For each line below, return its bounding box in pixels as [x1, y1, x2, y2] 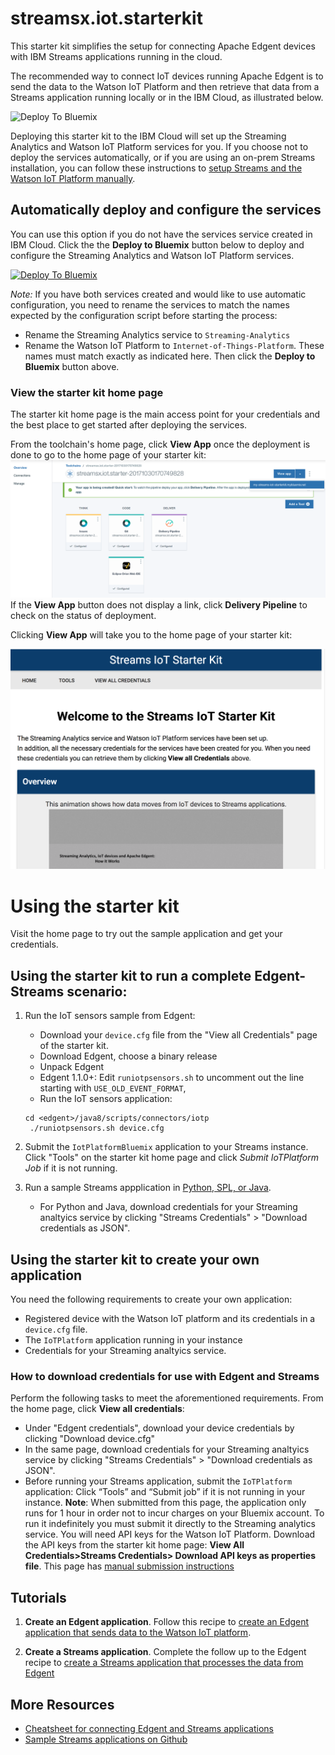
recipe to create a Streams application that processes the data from [24, 1657, 304, 1669]
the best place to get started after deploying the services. [10, 419, 248, 431]
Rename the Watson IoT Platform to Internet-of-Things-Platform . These [24, 339, 325, 351]
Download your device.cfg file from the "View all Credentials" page [39, 1029, 318, 1041]
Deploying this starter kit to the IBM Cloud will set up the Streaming [10, 130, 287, 142]
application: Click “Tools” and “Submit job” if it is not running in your [24, 1486, 306, 1498]
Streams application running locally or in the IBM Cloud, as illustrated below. [10, 91, 324, 103]
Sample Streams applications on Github [24, 1733, 188, 1745]
